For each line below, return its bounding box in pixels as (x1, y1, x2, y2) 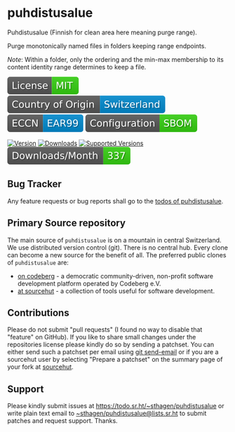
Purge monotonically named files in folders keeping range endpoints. (7, 41, 207, 50)
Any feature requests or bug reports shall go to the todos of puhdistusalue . (7, 196, 224, 205)
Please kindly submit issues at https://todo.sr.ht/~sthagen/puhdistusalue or (7, 402, 224, 410)
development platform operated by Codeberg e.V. (17, 279, 161, 288)
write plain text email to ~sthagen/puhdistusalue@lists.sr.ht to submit (7, 409, 207, 418)
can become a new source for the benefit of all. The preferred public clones (7, 250, 227, 259)
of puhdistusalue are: (7, 258, 69, 266)
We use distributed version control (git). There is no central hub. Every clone (7, 243, 228, 252)
